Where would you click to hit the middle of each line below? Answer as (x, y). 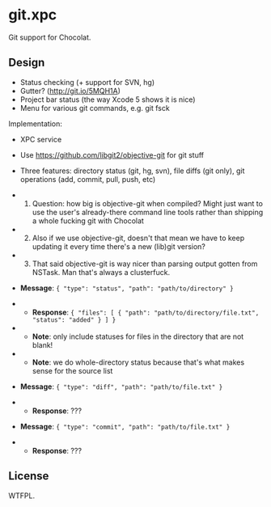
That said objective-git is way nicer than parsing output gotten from (145, 264)
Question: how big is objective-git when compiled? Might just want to (147, 203)
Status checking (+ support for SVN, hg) (87, 82)
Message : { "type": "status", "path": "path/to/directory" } (127, 288)
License (29, 476)
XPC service (41, 139)
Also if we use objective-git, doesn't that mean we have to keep (138, 238)
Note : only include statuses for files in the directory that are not (138, 336)
